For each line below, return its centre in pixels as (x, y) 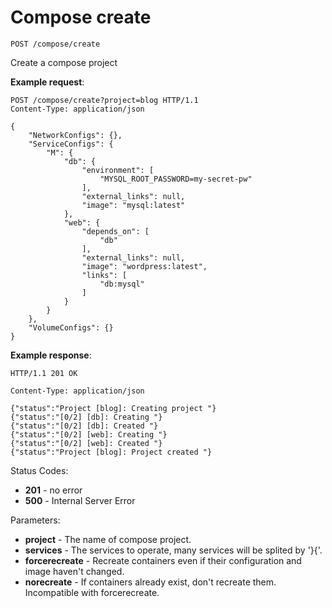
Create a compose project (64, 62)
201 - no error (53, 490)
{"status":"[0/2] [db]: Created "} (84, 426)
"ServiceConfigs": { (71, 144)
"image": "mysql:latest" (133, 205)
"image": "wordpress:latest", (144, 266)
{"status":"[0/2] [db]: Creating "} (86, 417)
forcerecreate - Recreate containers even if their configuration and (163, 560)
